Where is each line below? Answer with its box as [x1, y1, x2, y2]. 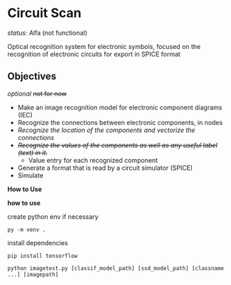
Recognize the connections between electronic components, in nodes [17, 118, 223, 127]
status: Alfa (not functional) [7, 28, 87, 37]
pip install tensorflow [7, 252, 78, 259]
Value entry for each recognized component [28, 156, 159, 164]
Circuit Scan [7, 5, 82, 21]
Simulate [17, 171, 44, 179]
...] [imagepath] [7, 271, 59, 278]
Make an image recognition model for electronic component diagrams [17, 103, 222, 112]
